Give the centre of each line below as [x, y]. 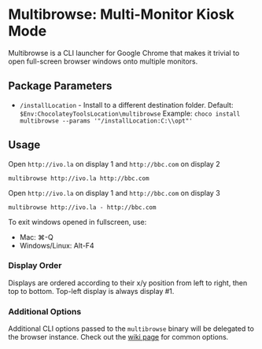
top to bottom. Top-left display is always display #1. [91, 291]
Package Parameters [60, 86]
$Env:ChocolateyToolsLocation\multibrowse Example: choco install [130, 113]
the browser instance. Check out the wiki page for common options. [118, 337]
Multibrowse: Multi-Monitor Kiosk [121, 15]
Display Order [35, 266]
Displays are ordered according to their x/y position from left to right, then [128, 283]
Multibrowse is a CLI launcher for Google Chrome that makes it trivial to [124, 53]
